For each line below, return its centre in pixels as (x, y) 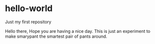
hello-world (29, 8)
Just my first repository (28, 22)
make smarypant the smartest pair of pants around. (56, 36)
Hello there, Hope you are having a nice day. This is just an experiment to (78, 31)
